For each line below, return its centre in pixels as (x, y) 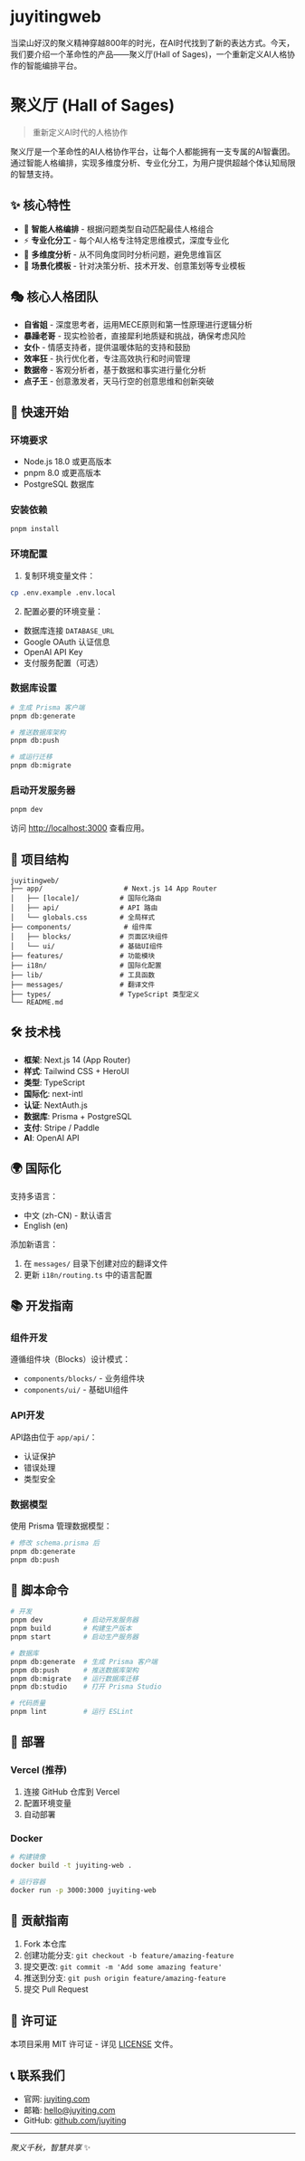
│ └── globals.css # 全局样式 (83, 918)
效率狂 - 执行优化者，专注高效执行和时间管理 (107, 358)
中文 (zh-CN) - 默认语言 (67, 1215)
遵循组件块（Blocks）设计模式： (71, 1359)
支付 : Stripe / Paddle (62, 1128)
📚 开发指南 (42, 1306)
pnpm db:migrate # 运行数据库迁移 (75, 1679)
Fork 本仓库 (45, 1944)
